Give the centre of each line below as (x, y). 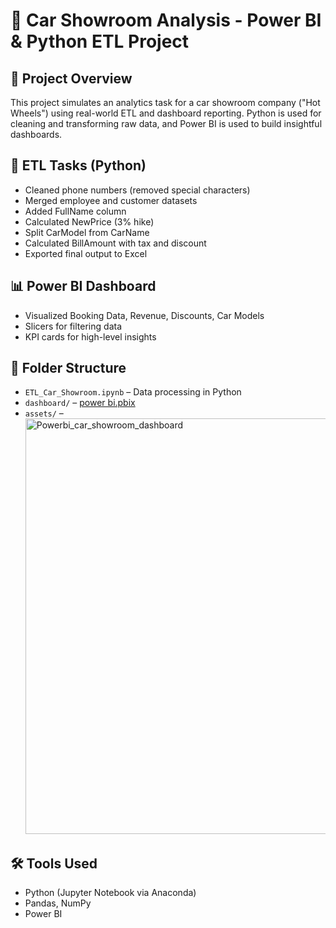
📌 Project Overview (71, 78)
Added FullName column (75, 211)
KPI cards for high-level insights (90, 336)
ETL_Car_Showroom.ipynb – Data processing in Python (133, 392)
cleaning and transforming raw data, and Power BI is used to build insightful (166, 123)
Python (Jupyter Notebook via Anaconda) (110, 893)
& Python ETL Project (100, 41)
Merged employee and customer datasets (111, 200)
